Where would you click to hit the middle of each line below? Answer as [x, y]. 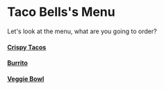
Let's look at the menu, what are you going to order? [82, 31]
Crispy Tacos [27, 47]
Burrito [17, 63]
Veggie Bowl [26, 79]
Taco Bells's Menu [61, 12]
